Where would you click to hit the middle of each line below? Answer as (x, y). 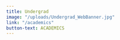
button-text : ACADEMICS (35, 28)
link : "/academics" (30, 22)
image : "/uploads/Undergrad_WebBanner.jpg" (61, 17)
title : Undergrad (27, 11)
